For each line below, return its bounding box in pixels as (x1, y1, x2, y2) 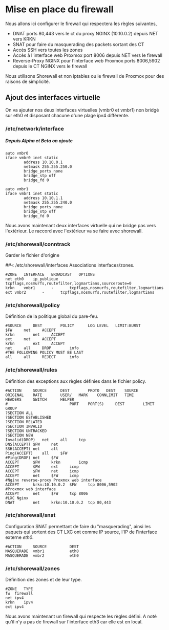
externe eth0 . (5, 534, 34, 540)
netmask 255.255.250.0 (24, 164, 72, 169)
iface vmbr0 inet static (5, 155, 58, 160)
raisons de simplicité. (5, 78, 50, 84)
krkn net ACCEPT (5, 332, 66, 337)
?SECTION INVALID (5, 424, 43, 429)
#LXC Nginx (5, 495, 29, 501)
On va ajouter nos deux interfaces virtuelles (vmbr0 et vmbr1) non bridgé (5, 106, 159, 113)
